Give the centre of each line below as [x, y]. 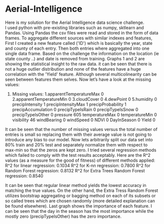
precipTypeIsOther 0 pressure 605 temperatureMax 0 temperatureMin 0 [84, 114]
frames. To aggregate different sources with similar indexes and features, [79, 38]
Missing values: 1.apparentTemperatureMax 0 [58, 94]
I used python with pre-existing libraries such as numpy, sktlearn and [74, 27]
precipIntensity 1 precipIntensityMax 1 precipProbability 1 [69, 104]
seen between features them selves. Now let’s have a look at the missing [78, 79]
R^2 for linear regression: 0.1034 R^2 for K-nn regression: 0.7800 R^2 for [78, 165]
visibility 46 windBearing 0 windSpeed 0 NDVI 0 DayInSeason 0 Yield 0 [84, 120]
